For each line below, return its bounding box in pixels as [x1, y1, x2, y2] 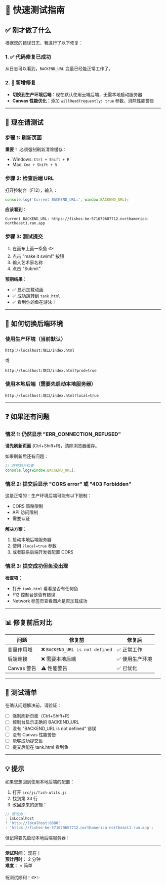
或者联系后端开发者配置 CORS [12, 549, 74, 555]
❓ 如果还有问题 [5, 412, 50, 421]
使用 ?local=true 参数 [12, 543, 57, 549]
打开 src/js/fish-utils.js [12, 789, 67, 795]
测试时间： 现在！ [5, 850, 41, 856]
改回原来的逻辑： [12, 801, 47, 808]
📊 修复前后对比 [5, 618, 53, 627]
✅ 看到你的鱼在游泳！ [12, 299, 57, 305]
